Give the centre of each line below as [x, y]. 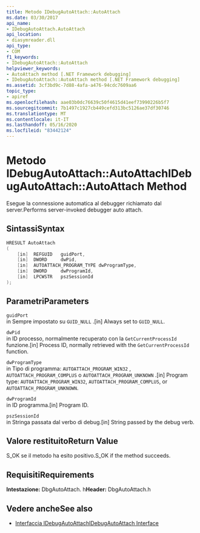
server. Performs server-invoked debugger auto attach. [75, 210]
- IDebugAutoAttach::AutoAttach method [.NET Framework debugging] [93, 80]
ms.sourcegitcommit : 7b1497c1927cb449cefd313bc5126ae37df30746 [88, 108]
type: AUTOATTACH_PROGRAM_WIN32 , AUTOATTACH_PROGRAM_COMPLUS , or [87, 381]
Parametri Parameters [48, 301]
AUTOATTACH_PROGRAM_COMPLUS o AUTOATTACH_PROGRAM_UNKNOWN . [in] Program [97, 375]
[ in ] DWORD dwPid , [47, 260]
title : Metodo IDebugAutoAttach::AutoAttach [63, 12]
